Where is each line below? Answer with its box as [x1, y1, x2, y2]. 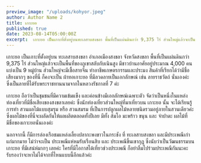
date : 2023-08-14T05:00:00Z [6, 31, 77, 37]
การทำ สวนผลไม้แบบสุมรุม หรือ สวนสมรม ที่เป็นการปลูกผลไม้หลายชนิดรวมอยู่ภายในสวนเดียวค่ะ [6, 105, 194, 113]
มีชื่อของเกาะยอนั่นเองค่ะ [6, 119, 53, 126]
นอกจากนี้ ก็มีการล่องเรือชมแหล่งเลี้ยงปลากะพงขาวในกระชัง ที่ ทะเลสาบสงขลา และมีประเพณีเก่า [6, 131, 190, 138]
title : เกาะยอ [6, 20, 37, 26]
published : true [6, 25, 47, 32]
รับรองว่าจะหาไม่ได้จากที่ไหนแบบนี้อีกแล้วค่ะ [6, 151, 92, 158]
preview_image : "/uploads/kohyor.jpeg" [6, 8, 106, 15]
